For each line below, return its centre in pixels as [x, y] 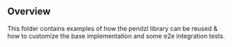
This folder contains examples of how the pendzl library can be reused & [112, 28]
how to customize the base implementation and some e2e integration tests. [116, 36]
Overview [29, 12]
